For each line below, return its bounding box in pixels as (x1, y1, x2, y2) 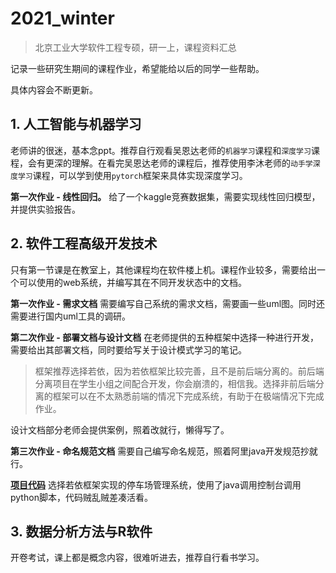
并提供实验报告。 (10, 203, 81, 215)
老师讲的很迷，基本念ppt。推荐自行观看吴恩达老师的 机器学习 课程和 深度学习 (10, 144, 312, 156)
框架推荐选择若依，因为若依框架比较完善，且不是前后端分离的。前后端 (34, 365, 325, 377)
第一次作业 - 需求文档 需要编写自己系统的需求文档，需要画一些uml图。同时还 (10, 297, 326, 309)
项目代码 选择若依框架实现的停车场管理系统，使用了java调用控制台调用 (10, 478, 302, 491)
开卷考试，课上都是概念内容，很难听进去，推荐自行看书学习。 (10, 552, 265, 564)
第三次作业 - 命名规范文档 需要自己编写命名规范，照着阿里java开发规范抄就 (10, 445, 318, 457)
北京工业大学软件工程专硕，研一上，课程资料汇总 (34, 41, 237, 53)
